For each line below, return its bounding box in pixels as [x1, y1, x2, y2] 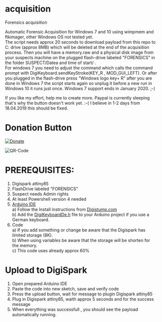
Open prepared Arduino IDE [12, 280, 68, 287]
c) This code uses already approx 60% [12, 247, 89, 253]
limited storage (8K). [12, 232, 53, 238]
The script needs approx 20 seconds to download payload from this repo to [5, 39, 156, 45]
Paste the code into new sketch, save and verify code [12, 286, 119, 291]
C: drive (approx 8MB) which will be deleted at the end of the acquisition [5, 44, 149, 50]
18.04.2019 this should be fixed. [5, 105, 68, 111]
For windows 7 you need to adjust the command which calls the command [5, 64, 153, 71]
